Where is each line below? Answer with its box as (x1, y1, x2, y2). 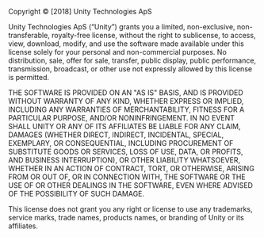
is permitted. (8, 73, 50, 82)
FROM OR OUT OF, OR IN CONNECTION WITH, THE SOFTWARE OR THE (8, 172, 246, 182)
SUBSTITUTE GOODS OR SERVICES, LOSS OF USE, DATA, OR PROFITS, (8, 147, 243, 156)
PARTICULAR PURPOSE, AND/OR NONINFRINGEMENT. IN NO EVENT (8, 113, 235, 122)
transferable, (8, 31, 50, 40)
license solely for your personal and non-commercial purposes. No (8, 48, 228, 56)
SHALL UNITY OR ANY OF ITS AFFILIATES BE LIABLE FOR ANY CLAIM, (8, 122, 241, 131)
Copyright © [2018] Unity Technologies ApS (8, 7, 152, 16)
